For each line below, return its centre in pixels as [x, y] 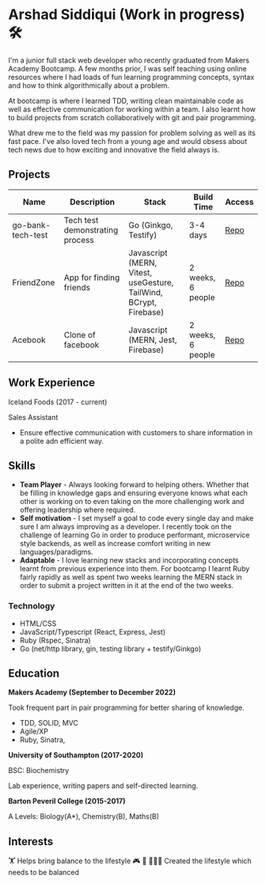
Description [92, 202]
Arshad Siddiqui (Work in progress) [127, 15]
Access [239, 202]
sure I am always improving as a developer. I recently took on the [125, 527]
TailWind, [146, 292]
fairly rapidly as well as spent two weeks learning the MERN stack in [131, 577]
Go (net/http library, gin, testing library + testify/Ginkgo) [110, 648]
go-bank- [32, 225]
